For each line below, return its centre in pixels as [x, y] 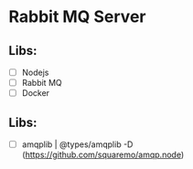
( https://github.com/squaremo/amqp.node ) [103, 155]
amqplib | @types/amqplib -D [77, 144]
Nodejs [35, 72]
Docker [36, 93]
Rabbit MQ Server [77, 17]
